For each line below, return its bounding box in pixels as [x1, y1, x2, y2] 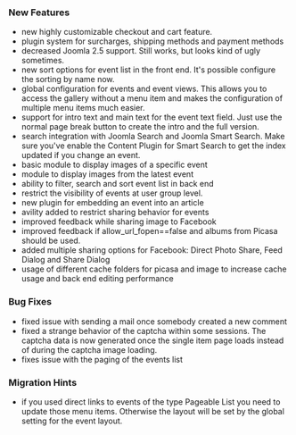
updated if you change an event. [21, 150, 141, 161]
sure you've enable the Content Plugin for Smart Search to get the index [21, 140, 286, 151]
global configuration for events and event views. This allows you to [21, 83, 267, 95]
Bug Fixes [8, 296, 53, 308]
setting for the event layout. [21, 415, 123, 426]
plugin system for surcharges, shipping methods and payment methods [21, 36, 284, 46]
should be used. [21, 235, 81, 247]
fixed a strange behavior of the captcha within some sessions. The [21, 325, 267, 336]
